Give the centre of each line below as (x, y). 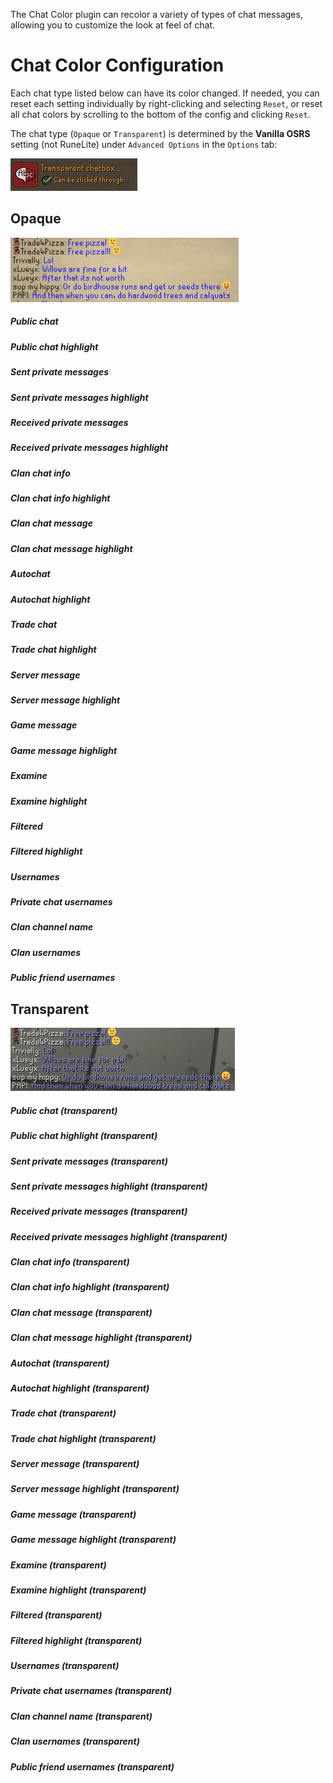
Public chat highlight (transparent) (84, 1136)
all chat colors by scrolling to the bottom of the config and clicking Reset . (160, 114)
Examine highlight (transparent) (78, 1590)
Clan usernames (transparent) (75, 1741)
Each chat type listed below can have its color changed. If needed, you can (165, 93)
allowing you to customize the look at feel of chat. (113, 25)
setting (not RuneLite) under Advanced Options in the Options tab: (144, 144)
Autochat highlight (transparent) (80, 1388)
